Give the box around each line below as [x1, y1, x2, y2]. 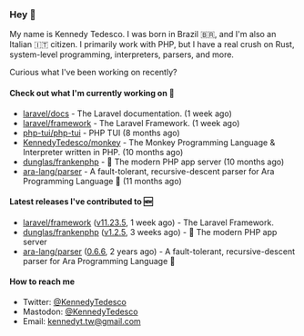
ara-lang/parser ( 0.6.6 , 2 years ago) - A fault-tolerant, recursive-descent [22, 245, 296, 257]
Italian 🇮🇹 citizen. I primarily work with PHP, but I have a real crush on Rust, [9, 39, 295, 50]
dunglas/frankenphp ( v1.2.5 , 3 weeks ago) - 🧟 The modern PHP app [22, 226, 278, 237]
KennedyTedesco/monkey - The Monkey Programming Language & [22, 136, 276, 148]
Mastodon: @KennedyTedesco [22, 306, 138, 317]
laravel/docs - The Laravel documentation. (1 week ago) [22, 108, 232, 119]
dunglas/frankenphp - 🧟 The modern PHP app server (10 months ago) [22, 156, 285, 167]
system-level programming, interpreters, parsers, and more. [9, 49, 235, 60]
